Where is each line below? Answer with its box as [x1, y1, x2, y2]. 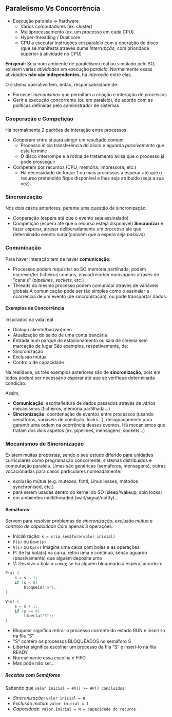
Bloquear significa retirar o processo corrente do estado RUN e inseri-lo [12, 628, 165, 634]
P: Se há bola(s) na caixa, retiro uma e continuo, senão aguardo [12, 550, 147, 556]
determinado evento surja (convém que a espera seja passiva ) [12, 231, 145, 238]
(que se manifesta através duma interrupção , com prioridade [20, 45, 150, 51]
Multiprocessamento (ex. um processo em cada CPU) [20, 28, 134, 35]
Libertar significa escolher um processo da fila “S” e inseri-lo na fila [12, 644, 156, 650]
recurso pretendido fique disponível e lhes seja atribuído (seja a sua [20, 175, 164, 182]
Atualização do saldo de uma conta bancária [12, 332, 107, 338]
